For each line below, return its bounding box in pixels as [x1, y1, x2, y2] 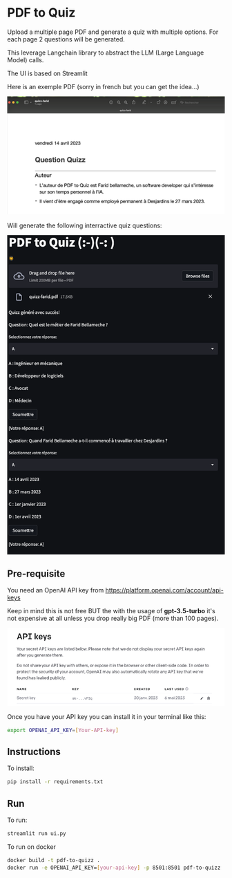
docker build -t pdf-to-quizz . [7, 857, 100, 863]
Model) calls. [7, 55, 44, 64]
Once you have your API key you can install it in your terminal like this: [7, 712, 206, 720]
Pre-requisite [7, 568, 66, 580]
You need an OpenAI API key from [7, 586, 104, 595]
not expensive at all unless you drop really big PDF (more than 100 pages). [7, 614, 219, 623]
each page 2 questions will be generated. [7, 35, 126, 43]
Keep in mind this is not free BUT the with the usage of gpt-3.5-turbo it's [7, 607, 215, 615]
